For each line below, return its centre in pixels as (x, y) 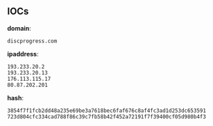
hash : (16, 97)
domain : (19, 28)
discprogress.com (32, 41)
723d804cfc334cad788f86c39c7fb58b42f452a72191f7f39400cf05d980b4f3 (107, 117)
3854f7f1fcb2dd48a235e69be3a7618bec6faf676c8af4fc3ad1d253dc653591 (107, 111)
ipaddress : (23, 54)
